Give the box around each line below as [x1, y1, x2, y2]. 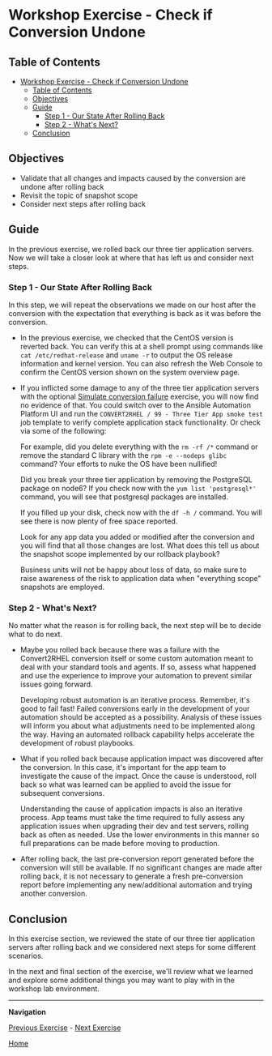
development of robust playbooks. [19, 738, 135, 748]
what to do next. [8, 630, 63, 639]
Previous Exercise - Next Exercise [8, 1023, 121, 1032]
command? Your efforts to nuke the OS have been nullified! [19, 459, 218, 468]
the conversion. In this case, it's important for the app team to [19, 763, 227, 772]
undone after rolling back [19, 182, 104, 191]
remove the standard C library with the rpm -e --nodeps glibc [19, 450, 227, 460]
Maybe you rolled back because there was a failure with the [19, 645, 220, 655]
